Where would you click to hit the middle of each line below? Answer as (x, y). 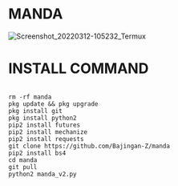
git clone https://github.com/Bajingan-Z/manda (89, 146)
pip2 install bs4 (37, 153)
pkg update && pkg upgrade (53, 104)
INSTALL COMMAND (79, 69)
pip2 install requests (46, 139)
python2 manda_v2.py (43, 174)
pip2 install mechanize (48, 132)
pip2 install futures (44, 125)
